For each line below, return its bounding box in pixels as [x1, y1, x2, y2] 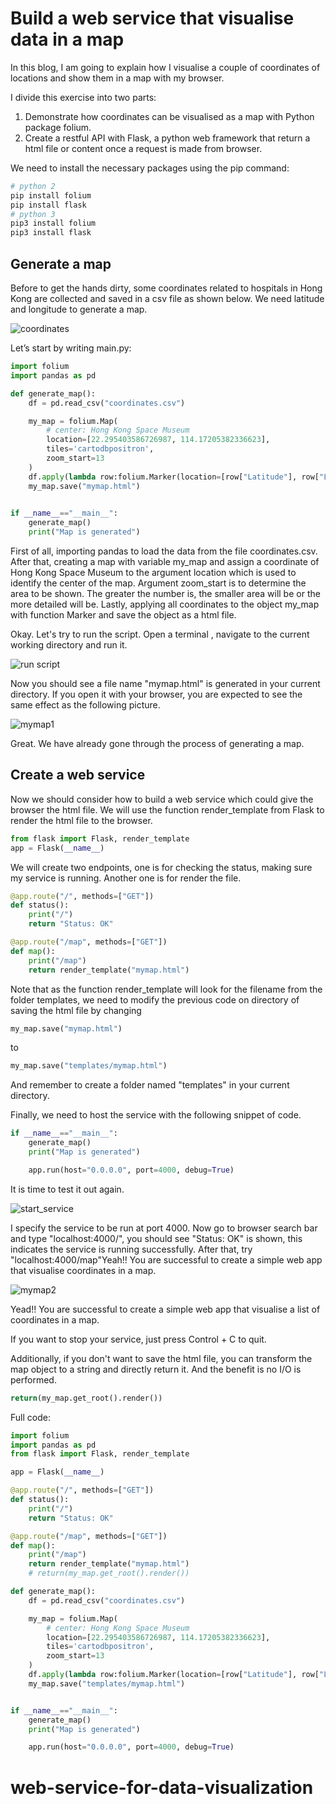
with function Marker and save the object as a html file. [10, 609, 237, 621]
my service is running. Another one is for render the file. [10, 872, 242, 884]
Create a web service [10, 767, 146, 784]
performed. [10, 1373, 57, 1386]
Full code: [10, 1411, 51, 1423]
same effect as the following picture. [10, 699, 161, 711]
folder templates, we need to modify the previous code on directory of [10, 993, 300, 1006]
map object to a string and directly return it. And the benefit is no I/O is [10, 1363, 302, 1375]
